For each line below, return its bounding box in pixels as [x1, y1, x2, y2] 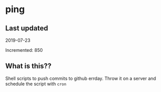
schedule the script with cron [5, 80, 66, 87]
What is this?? [5, 62, 52, 71]
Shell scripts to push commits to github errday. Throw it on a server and [5, 75, 156, 81]
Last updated [5, 24, 49, 33]
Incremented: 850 [5, 47, 43, 53]
